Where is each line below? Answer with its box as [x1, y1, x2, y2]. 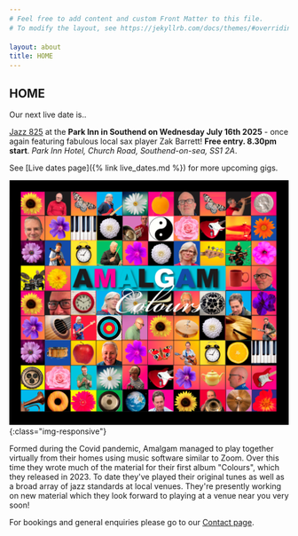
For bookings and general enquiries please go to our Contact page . [9, 516, 255, 527]
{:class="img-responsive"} [9, 426, 107, 437]
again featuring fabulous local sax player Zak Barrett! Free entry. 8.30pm [9, 136, 278, 146]
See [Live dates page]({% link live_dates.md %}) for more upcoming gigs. [9, 162, 278, 173]
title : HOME [9, 51, 53, 61]
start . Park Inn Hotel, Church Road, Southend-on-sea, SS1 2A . [9, 145, 238, 155]
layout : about [9, 43, 62, 51]
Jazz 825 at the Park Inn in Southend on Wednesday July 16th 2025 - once [9, 126, 289, 137]
